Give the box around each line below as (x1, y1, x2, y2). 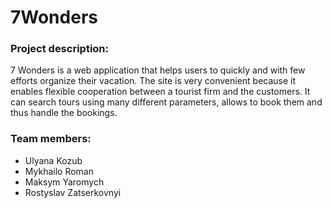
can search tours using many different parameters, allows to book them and (10, 96, 323, 108)
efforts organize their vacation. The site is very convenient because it (10, 75, 297, 87)
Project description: (10, 42, 109, 56)
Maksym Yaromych (24, 176, 105, 188)
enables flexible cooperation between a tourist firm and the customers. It (10, 86, 311, 98)
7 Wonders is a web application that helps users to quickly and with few (10, 64, 306, 76)
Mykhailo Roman (24, 165, 94, 177)
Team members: (10, 132, 92, 146)
